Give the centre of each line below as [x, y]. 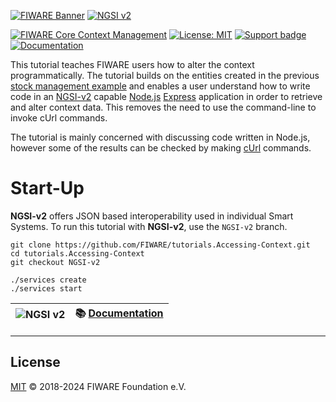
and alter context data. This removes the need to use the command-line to [163, 107]
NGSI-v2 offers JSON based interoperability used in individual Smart [152, 216]
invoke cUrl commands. [59, 118]
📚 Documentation [119, 313]
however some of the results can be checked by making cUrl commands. [161, 148]
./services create [48, 280]
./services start [46, 288]
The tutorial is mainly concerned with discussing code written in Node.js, [160, 137]
